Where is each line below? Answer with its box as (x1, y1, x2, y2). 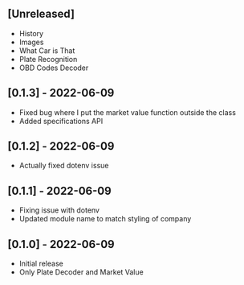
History (18, 28, 44, 38)
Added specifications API (18, 116, 104, 126)
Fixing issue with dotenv (18, 205, 100, 215)
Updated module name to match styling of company (18, 214, 192, 224)
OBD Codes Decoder (18, 63, 89, 72)
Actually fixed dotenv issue (18, 161, 109, 171)
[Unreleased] (7, 7, 75, 21)
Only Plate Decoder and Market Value (18, 267, 144, 277)
